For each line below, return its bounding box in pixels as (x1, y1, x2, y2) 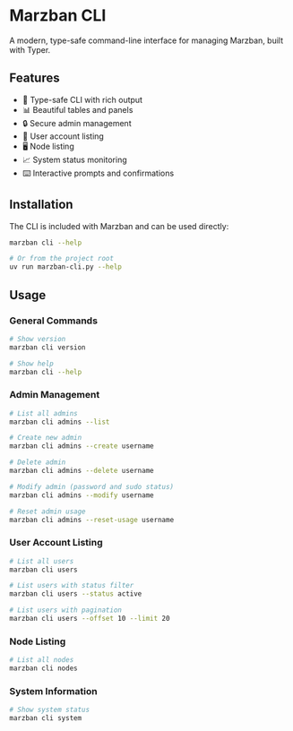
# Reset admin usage (9, 507, 87, 516)
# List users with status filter (9, 581, 134, 590)
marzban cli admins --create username (9, 442, 154, 451)
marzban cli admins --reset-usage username (9, 515, 175, 524)
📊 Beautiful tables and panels (22, 104, 134, 115)
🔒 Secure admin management (22, 117, 132, 128)
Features (9, 71, 60, 86)
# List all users (9, 556, 74, 565)
